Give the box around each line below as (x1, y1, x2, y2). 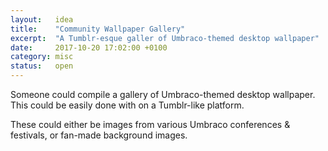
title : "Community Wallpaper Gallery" (10, 24, 186, 34)
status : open (10, 61, 74, 71)
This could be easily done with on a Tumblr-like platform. (10, 99, 245, 111)
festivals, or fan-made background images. (10, 129, 188, 141)
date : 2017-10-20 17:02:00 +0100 (10, 42, 168, 53)
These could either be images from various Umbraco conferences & (10, 119, 291, 130)
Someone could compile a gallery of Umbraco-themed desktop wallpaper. (10, 89, 316, 100)
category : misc (10, 52, 74, 62)
